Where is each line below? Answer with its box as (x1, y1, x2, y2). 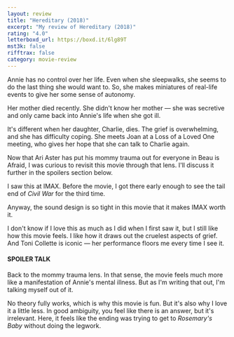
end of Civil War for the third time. (7, 189, 106, 197)
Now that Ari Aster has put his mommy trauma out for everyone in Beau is (7, 153, 220, 161)
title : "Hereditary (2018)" (7, 17, 90, 24)
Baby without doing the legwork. (7, 321, 102, 330)
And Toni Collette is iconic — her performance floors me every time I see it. (7, 239, 225, 247)
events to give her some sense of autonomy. (7, 90, 135, 98)
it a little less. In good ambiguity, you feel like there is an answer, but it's (7, 306, 214, 315)
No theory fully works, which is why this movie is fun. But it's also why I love (7, 299, 228, 308)
